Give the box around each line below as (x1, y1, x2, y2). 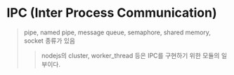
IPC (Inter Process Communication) (6, 5, 217, 21)
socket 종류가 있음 (23, 36, 75, 45)
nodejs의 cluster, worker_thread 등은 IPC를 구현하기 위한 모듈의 (41, 51, 220, 60)
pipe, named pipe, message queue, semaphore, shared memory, (23, 28, 212, 36)
